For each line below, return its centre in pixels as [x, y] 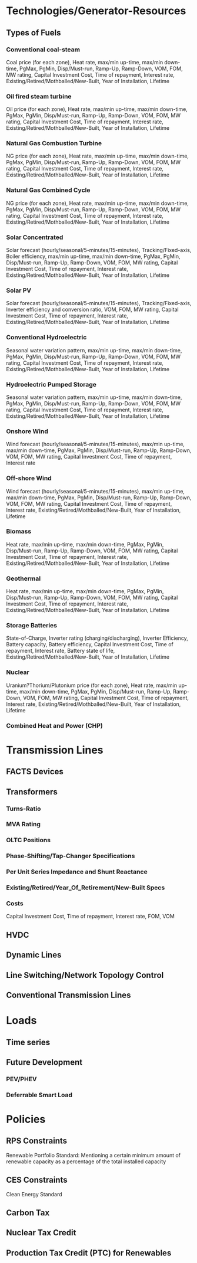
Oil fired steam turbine [39, 96]
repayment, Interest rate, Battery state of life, [61, 651]
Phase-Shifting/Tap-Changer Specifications [71, 856]
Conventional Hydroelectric [46, 338]
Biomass [19, 531]
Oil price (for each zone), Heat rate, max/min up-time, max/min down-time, [97, 109]
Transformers [32, 792]
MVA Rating [24, 824]
